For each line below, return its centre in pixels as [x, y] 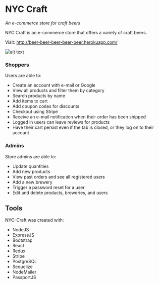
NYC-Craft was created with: [35, 220]
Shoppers [17, 65]
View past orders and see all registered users [58, 177]
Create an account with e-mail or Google [54, 85]
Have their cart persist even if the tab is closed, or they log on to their [83, 127]
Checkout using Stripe [35, 112]
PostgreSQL [25, 262]
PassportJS [24, 278]
